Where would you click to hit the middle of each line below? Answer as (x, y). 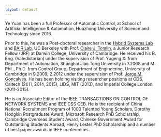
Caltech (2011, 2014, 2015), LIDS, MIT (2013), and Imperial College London (79, 84)
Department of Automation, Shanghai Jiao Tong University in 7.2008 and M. (80, 63)
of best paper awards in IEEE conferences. (47, 129)
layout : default (21, 9)
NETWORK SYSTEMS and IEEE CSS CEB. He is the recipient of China (74, 104)
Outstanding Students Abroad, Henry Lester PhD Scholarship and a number (80, 124)
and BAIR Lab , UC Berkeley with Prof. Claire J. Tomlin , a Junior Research (77, 48)
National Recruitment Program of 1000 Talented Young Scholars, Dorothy (78, 109)
